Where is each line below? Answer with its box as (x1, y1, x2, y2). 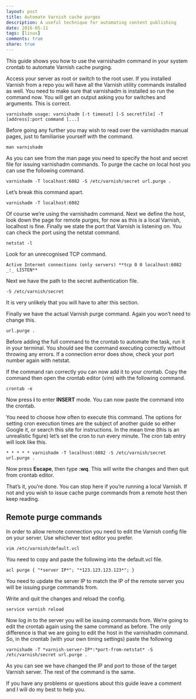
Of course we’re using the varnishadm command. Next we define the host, (6, 210, 185, 217)
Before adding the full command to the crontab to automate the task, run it (6, 338, 185, 345)
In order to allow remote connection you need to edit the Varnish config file (6, 528, 187, 535)
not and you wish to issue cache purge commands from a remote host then (6, 489, 187, 496)
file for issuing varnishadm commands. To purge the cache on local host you (6, 161, 191, 168)
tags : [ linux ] (6, 30, 41, 36)
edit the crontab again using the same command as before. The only (6, 623, 171, 630)
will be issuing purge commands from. (6, 583, 98, 591)
